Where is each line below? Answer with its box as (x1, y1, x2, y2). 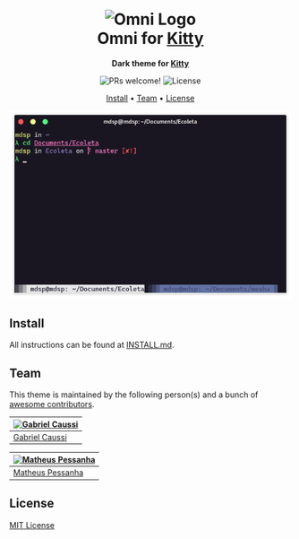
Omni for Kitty (97, 29, 204, 48)
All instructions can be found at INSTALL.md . (9, 340, 175, 351)
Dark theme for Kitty (111, 57, 190, 68)
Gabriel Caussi (13, 431, 67, 442)
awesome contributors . (9, 399, 95, 410)
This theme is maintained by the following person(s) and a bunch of (9, 389, 259, 400)
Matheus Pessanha (13, 467, 84, 478)
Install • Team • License (106, 92, 195, 103)
